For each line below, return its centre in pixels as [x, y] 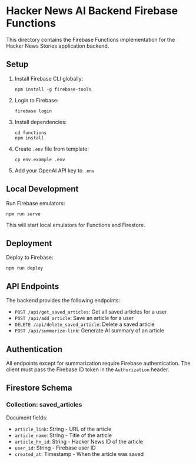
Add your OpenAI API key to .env [54, 170]
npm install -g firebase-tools [53, 89]
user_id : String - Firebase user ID [55, 448]
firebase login [33, 111]
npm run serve [24, 214]
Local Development [42, 189]
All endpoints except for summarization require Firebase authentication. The [98, 363]
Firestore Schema [39, 388]
